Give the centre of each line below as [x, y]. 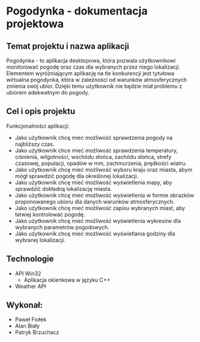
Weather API [30, 286]
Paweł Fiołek [31, 320]
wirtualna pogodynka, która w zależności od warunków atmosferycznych [97, 80]
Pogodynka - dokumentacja [77, 11]
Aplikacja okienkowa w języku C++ [67, 280]
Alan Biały [27, 326]
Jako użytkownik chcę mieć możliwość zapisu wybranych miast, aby [100, 208]
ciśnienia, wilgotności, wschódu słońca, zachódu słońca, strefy [93, 157]
